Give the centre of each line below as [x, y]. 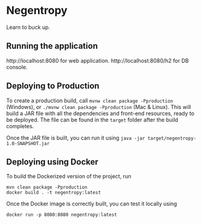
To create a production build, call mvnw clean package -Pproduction [90, 101]
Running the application [52, 46]
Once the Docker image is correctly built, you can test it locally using [92, 204]
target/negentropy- [172, 138]
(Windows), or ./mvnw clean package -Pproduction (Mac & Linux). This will [99, 107]
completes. [20, 126]
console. [17, 67]
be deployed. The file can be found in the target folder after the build [92, 120]
